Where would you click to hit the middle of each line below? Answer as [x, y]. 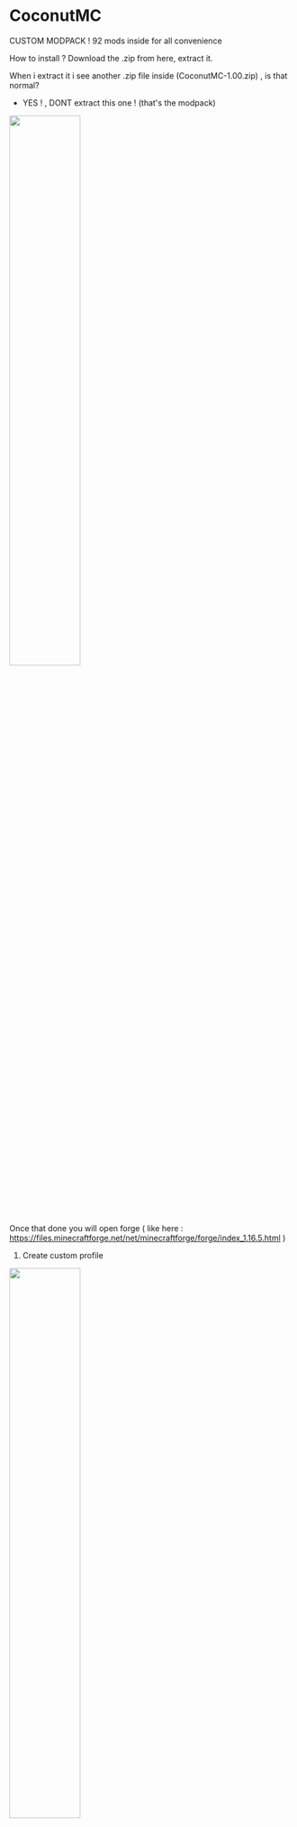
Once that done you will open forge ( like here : [96, 1228]
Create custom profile [63, 1255]
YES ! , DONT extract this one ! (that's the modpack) [119, 102]
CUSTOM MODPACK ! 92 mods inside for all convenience [116, 41]
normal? [24, 85]
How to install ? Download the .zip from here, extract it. [111, 58]
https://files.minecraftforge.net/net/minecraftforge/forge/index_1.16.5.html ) [148, 1238]
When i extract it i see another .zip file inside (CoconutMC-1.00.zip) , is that [148, 75]
